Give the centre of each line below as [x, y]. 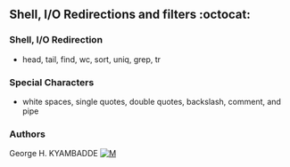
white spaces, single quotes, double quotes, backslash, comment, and [151, 101]
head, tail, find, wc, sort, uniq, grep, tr [91, 59]
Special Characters [52, 82]
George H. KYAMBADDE [54, 154]
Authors [28, 134]
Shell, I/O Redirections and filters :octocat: [130, 15]
